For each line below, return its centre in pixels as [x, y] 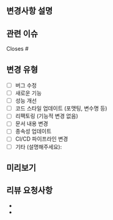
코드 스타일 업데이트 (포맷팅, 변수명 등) [61, 108]
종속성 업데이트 [33, 131]
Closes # [17, 49]
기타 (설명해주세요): [38, 147]
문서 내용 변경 [31, 123]
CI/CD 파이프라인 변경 [42, 139]
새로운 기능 [28, 93]
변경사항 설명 [30, 11]
